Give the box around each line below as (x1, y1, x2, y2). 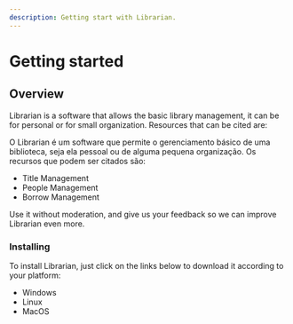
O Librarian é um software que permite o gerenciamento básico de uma (9, 137, 271, 147)
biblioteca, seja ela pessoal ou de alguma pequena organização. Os (9, 146, 257, 156)
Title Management (21, 172, 89, 183)
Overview (9, 86, 65, 102)
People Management (21, 182, 99, 193)
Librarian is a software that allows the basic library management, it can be (9, 110, 280, 121)
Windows (21, 287, 57, 297)
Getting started (9, 51, 124, 71)
